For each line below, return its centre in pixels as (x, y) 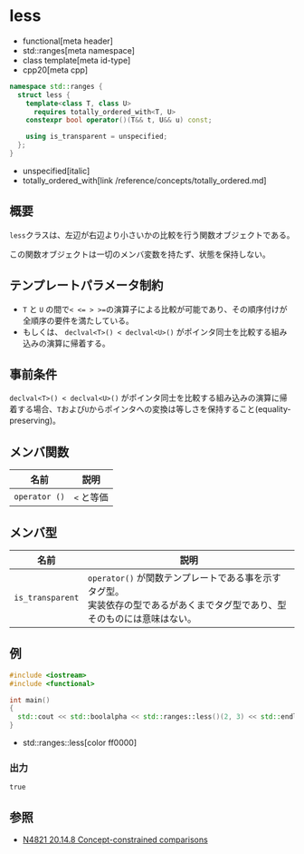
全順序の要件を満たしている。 (78, 320)
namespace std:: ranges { (56, 86)
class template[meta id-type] (76, 60)
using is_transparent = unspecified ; (97, 137)
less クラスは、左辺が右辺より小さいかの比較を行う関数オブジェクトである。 (152, 235)
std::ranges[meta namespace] (79, 50)
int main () (30, 700)
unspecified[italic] (56, 171)
